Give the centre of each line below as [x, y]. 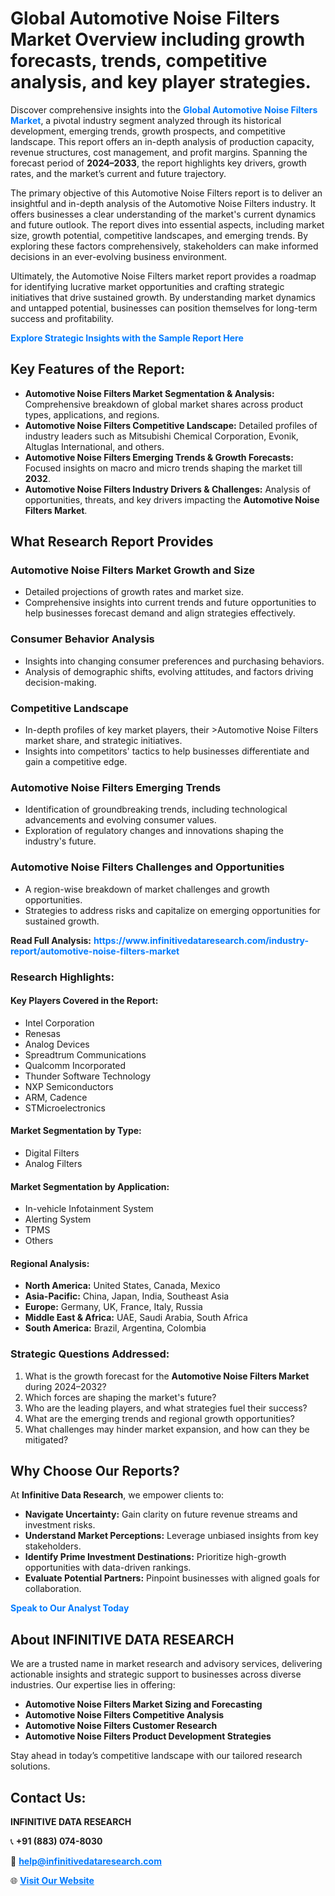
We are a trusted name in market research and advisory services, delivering [166, 1664]
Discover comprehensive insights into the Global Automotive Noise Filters [164, 109]
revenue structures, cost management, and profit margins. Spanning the [159, 152]
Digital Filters [52, 1153]
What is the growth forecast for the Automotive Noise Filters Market [167, 1376]
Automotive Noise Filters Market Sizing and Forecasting [143, 1704]
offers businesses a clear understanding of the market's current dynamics [163, 214]
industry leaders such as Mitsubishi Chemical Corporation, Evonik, [161, 436]
